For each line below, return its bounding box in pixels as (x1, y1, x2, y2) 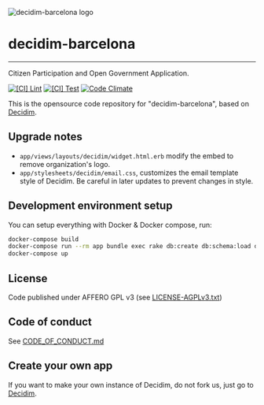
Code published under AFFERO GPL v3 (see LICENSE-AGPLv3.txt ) (8, 292, 222, 302)
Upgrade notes (8, 130, 82, 143)
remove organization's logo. (19, 159, 111, 169)
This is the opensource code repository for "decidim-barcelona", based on (8, 98, 250, 108)
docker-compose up (8, 250, 68, 258)
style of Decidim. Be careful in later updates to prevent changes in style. (19, 176, 254, 185)
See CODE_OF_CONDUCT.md (8, 336, 104, 346)
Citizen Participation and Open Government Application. (8, 68, 190, 78)
